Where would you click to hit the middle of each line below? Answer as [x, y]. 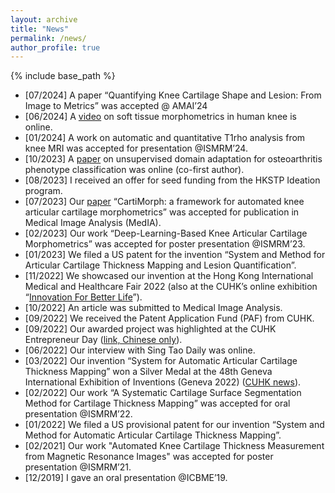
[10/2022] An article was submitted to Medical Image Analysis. [153, 308]
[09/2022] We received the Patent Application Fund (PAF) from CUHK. [169, 318]
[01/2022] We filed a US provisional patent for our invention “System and [174, 425]
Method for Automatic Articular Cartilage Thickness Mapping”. [153, 435]
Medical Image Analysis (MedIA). [93, 223]
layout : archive [44, 19]
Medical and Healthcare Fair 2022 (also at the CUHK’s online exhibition [171, 287]
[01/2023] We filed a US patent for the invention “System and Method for [175, 255]
